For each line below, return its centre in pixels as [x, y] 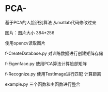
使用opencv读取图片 [25, 43]
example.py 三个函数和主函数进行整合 [43, 84]
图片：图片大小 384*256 [30, 32]
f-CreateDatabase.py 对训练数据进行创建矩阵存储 [54, 53]
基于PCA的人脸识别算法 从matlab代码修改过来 [51, 22]
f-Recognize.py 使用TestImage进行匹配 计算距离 [53, 74]
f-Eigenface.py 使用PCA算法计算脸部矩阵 [46, 63]
